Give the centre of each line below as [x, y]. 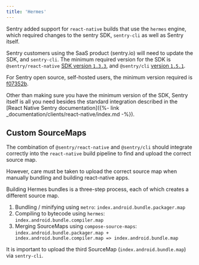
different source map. [33, 196]
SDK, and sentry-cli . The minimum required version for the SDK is [89, 59]
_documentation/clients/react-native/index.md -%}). [71, 114]
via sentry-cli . [25, 256]
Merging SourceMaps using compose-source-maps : [76, 226]
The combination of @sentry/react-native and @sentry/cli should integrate [99, 147]
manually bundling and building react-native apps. [68, 178]
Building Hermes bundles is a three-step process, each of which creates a [98, 189]
